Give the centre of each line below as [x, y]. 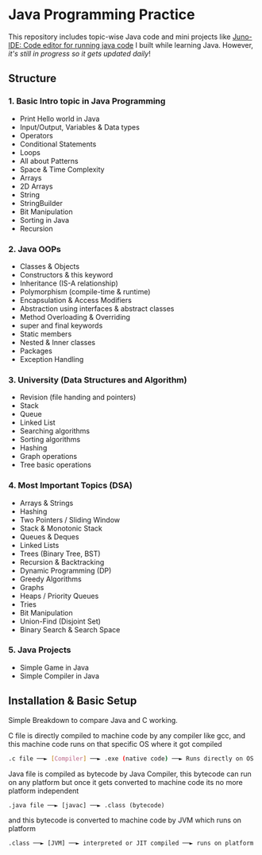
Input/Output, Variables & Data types [80, 127]
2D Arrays [36, 186]
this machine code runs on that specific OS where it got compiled [115, 744]
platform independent [44, 791]
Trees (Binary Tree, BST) [60, 554]
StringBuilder [41, 203]
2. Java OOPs [35, 249]
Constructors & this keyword [66, 274]
